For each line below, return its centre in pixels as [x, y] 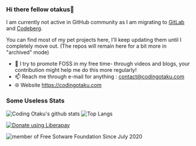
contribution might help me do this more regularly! [76, 70]
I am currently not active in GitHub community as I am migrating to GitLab [95, 22]
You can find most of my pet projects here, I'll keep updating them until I [94, 40]
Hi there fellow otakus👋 [40, 9]
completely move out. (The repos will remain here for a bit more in [86, 46]
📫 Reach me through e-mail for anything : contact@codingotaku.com [99, 77]
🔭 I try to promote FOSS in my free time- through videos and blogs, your [102, 64]
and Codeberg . [24, 28]
